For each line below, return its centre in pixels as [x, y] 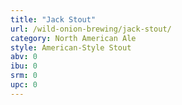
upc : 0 [24, 85]
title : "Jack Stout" [53, 19]
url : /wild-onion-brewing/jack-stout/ [91, 29]
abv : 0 [24, 57]
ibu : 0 [24, 66]
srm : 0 [24, 76]
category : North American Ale [73, 38]
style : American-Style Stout [71, 47]
